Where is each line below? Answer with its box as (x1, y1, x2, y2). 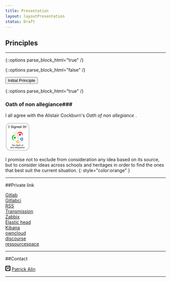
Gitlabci (5, 198, 21, 204)
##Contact (5, 256, 28, 262)
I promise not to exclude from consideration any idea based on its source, (5, 157, 160, 163)
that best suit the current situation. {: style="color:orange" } (5, 167, 130, 173)
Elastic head (5, 219, 31, 225)
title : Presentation (5, 8, 49, 13)
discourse (5, 235, 26, 242)
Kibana (5, 225, 20, 231)
